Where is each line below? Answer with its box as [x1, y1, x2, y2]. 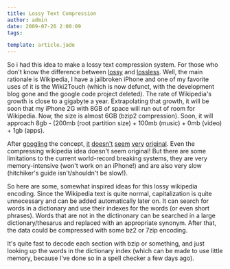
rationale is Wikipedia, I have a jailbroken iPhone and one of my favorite [7, 75, 209, 83]
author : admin [7, 17, 48, 23]
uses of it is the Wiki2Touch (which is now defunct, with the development [7, 83, 215, 91]
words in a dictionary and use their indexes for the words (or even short [7, 204, 210, 213]
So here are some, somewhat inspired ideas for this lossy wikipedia [7, 182, 198, 191]
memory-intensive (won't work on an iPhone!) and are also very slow [7, 162, 202, 170]
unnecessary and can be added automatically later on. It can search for [7, 197, 209, 205]
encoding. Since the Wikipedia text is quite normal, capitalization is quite [7, 190, 212, 198]
